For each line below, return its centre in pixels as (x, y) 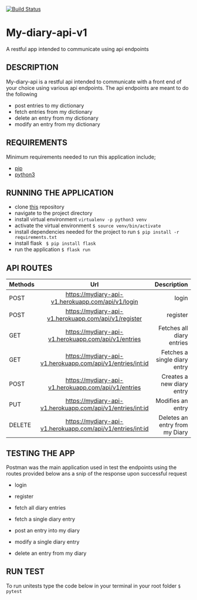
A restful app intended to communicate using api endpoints (78, 49)
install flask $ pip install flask (55, 243)
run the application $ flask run (52, 250)
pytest (14, 591)
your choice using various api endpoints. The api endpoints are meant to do (97, 87)
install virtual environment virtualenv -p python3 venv (81, 220)
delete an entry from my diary (50, 553)
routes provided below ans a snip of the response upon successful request (97, 473)
